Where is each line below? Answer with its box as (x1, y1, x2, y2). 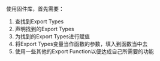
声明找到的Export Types (14, 26, 74, 32)
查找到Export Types (14, 18, 64, 25)
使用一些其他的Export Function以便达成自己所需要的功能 (14, 48, 154, 55)
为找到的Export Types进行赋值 (14, 33, 90, 40)
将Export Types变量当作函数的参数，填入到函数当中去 (14, 41, 148, 47)
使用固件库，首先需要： (6, 5, 64, 12)
